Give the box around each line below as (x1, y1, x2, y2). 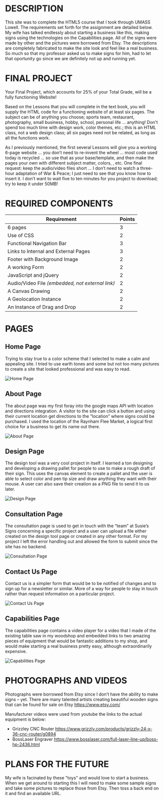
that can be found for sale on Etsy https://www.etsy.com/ (5, 702, 121, 707)
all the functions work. (5, 135, 50, 141)
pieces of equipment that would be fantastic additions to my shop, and (5, 638, 148, 644)
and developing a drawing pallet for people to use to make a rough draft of (5, 465, 155, 471)
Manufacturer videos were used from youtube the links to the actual (5, 711, 142, 717)
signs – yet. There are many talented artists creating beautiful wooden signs (5, 696, 158, 702)
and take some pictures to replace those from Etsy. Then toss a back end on (5, 785, 159, 791)
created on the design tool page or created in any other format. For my (5, 533, 148, 539)
